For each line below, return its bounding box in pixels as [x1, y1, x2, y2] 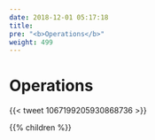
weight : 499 [9, 37, 53, 47]
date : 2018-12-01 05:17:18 [9, 12, 109, 22]
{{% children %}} [9, 122, 73, 133]
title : [9, 21, 34, 30]
